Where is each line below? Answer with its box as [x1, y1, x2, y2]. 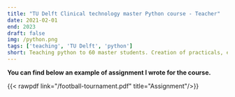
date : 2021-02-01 [7, 17, 58, 24]
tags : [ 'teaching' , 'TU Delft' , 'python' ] [7, 43, 133, 50]
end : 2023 [7, 23, 36, 30]
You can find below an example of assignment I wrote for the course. [7, 68, 211, 77]
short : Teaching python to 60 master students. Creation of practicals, [7, 50, 224, 57]
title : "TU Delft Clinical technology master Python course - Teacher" [7, 10, 220, 17]
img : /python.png [7, 36, 58, 43]
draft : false [7, 29, 45, 37]
